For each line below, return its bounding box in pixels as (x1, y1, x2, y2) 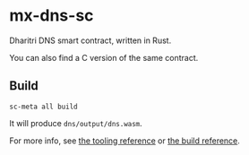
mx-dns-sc (9, 5, 94, 26)
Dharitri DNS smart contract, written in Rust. (9, 35, 172, 46)
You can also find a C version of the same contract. (9, 52, 199, 63)
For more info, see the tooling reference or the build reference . (9, 135, 240, 146)
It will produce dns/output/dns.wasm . (9, 117, 143, 128)
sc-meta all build (9, 102, 78, 111)
